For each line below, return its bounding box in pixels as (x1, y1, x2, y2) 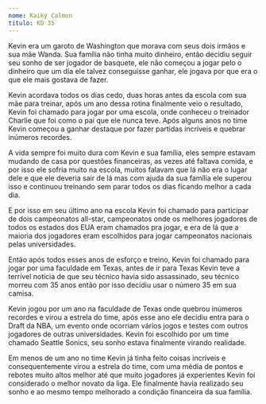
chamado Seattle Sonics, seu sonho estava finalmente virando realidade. (8, 337, 247, 347)
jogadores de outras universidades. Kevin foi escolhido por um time (8, 329, 229, 339)
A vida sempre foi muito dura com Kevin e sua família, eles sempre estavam (8, 148, 256, 157)
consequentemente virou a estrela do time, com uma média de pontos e (8, 361, 244, 371)
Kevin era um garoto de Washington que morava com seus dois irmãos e (8, 41, 246, 50)
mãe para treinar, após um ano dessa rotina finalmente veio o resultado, (8, 99, 244, 108)
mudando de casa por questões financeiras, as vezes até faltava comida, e (8, 156, 254, 165)
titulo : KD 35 (8, 19, 56, 27)
